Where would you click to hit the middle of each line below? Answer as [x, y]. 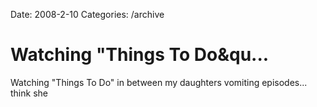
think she [29, 93]
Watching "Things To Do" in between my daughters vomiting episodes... [159, 82]
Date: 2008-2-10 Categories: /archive [87, 14]
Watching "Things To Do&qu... [140, 55]
